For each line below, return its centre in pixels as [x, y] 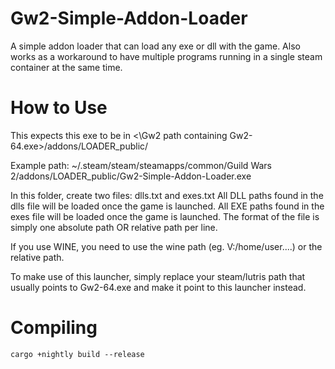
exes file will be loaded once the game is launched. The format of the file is [165, 216]
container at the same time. [66, 67]
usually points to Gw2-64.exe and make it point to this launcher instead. [158, 287]
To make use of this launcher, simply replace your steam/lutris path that [158, 276]
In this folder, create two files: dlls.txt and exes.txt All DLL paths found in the [167, 195]
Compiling [54, 328]
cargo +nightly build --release [77, 354]
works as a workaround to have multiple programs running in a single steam [166, 56]
